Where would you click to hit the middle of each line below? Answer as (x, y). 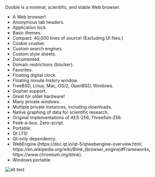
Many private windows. (36, 101)
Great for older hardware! (38, 96)
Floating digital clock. (34, 75)
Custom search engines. (37, 49)
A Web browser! (29, 17)
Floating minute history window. (45, 80)
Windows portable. (32, 160)
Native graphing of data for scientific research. (60, 112)
